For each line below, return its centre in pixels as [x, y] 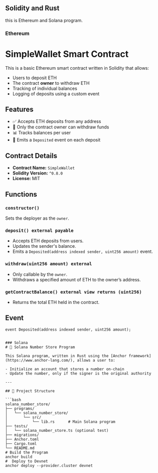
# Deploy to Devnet [27, 461]
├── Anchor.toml [22, 439]
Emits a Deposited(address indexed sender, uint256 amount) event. [83, 252]
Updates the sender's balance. [44, 246]
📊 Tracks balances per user [42, 133]
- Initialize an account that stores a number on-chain [65, 369]
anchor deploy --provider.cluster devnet [49, 465]
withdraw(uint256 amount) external [49, 264]
